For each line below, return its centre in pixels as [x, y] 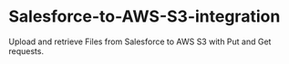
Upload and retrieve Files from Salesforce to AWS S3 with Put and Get [140, 41]
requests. [26, 50]
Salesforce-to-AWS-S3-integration [144, 17]
